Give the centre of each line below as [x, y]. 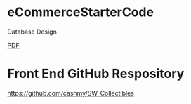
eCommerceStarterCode [81, 12]
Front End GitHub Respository [96, 74]
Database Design [32, 32]
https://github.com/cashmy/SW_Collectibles [71, 93]
